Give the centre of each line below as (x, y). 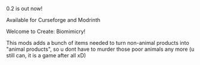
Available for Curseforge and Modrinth (53, 20)
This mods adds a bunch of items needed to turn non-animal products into (98, 43)
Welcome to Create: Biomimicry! (46, 31)
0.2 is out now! (24, 9)
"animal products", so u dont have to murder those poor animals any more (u (100, 49)
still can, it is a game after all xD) (46, 55)
